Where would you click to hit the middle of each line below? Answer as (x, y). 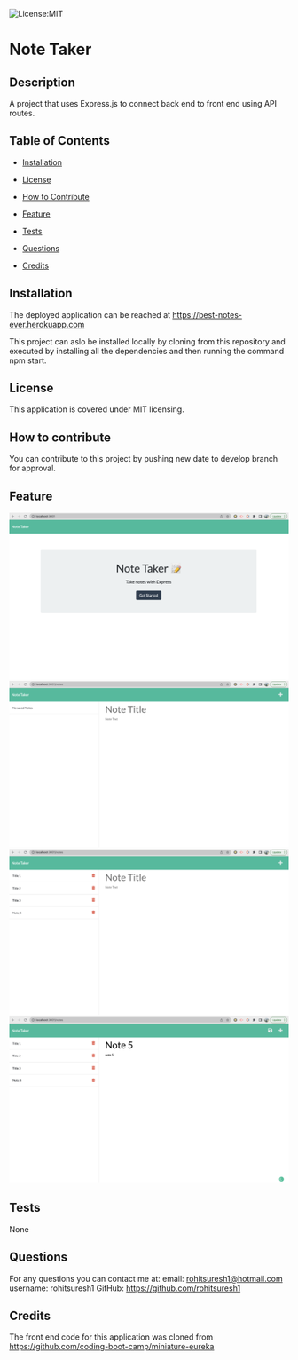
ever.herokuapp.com (47, 324)
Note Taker (51, 50)
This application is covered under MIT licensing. (97, 409)
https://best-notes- (207, 314)
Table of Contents (60, 141)
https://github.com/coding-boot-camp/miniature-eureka (112, 1347)
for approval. (32, 468)
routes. (22, 113)
